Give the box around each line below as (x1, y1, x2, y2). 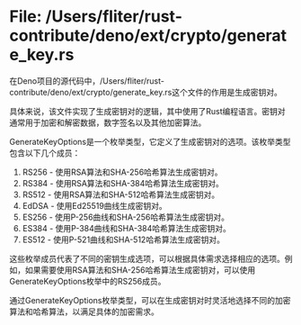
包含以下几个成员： (9, 147, 81, 158)
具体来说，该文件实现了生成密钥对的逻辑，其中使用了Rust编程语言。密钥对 (9, 105, 286, 116)
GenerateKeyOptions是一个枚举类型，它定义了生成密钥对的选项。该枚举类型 (9, 136, 291, 147)
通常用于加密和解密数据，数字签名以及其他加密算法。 (9, 117, 207, 128)
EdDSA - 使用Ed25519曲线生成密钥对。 (22, 200, 168, 211)
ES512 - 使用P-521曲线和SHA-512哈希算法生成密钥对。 (22, 234, 225, 245)
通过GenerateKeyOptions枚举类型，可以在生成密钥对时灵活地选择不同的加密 (9, 294, 291, 305)
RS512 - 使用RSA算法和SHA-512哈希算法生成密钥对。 (22, 189, 220, 200)
